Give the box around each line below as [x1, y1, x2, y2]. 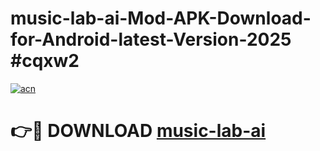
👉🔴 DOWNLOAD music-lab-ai [10, 120, 267, 142]
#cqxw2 [10, 50, 80, 72]
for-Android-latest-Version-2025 [10, 28, 292, 51]
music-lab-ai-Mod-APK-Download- [10, 7, 312, 30]
